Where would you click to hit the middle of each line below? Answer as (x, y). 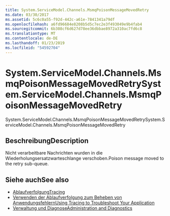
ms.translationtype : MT (31, 34)
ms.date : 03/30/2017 (27, 15)
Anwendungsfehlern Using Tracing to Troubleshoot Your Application (83, 203)
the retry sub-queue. (27, 164)
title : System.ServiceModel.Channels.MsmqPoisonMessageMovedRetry (77, 10)
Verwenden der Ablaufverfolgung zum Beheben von (67, 197)
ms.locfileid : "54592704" (33, 48)
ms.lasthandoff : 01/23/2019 (35, 43)
